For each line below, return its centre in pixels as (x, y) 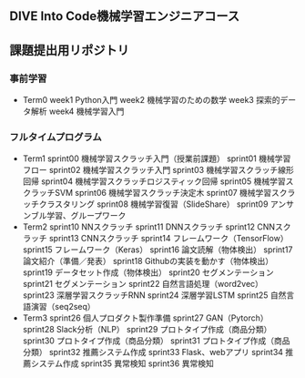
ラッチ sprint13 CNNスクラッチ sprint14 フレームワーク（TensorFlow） (155, 239)
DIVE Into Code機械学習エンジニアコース (124, 16)
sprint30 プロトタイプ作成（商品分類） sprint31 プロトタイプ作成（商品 (156, 341)
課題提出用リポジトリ (69, 50)
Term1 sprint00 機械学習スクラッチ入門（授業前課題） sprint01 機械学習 (157, 158)
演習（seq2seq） (63, 307)
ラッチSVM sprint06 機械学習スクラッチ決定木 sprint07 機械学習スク (159, 193)
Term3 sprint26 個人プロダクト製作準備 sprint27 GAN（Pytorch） (145, 318)
